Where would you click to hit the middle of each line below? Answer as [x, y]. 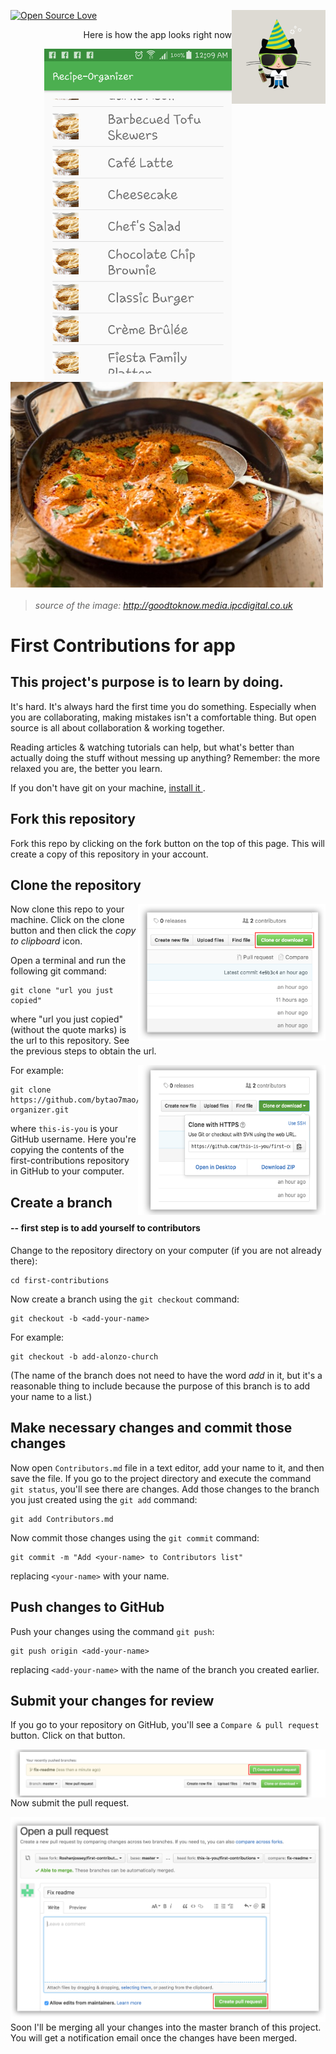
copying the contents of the [67, 1150]
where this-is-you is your [64, 1129]
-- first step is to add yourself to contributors [105, 1228]
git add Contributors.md [62, 1519]
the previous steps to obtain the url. [83, 1051]
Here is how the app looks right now [157, 34]
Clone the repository [76, 885]
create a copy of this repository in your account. [109, 854]
